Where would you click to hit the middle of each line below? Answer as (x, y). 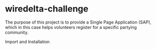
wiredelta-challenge (47, 9)
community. (17, 32)
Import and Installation (27, 41)
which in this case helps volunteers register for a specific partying (71, 27)
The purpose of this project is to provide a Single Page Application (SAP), (78, 22)
